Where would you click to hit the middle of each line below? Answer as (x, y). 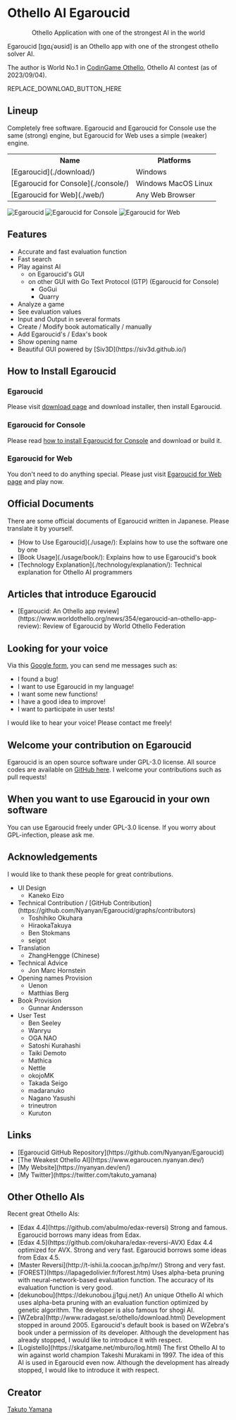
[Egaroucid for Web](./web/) (58, 194)
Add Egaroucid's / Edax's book (62, 334)
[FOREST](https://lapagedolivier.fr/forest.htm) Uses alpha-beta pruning (121, 1272)
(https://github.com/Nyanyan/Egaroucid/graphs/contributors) (106, 910)
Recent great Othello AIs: (43, 1214)
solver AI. (21, 54)
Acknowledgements (52, 857)
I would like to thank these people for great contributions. (91, 874)
